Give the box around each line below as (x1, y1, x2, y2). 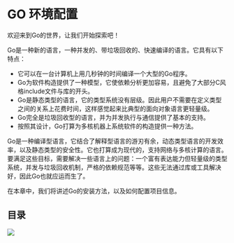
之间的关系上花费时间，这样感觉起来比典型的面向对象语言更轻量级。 (17, 104, 214, 113)
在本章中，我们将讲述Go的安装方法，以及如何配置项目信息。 (7, 186, 181, 195)
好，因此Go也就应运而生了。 (7, 172, 89, 180)
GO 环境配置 (7, 6, 78, 22)
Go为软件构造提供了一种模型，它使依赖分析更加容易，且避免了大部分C (17, 78, 220, 86)
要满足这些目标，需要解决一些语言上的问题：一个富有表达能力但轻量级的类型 (7, 154, 228, 162)
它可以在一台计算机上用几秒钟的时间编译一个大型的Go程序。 (17, 69, 191, 78)
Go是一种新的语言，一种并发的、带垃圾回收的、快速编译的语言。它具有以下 (7, 46, 224, 54)
